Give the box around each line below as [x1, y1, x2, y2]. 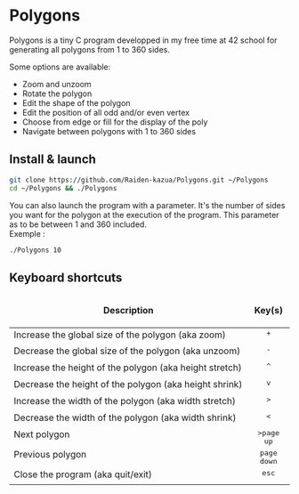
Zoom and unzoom [21, 78, 92, 89]
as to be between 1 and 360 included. [9, 219, 147, 230]
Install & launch [9, 152, 96, 167]
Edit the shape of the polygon [21, 97, 131, 108]
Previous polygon [13, 449, 87, 461]
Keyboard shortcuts [9, 270, 123, 285]
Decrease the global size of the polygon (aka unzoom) [13, 344, 241, 357]
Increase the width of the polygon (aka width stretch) [13, 395, 236, 408]
